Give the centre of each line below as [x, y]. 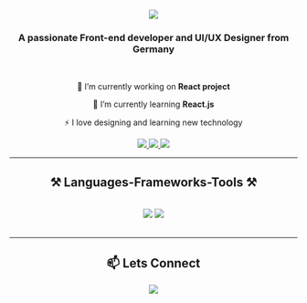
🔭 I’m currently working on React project [153, 87]
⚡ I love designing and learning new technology [153, 122]
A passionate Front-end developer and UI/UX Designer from [153, 38]
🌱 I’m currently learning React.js [153, 104]
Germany [153, 49]
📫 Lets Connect [153, 263]
